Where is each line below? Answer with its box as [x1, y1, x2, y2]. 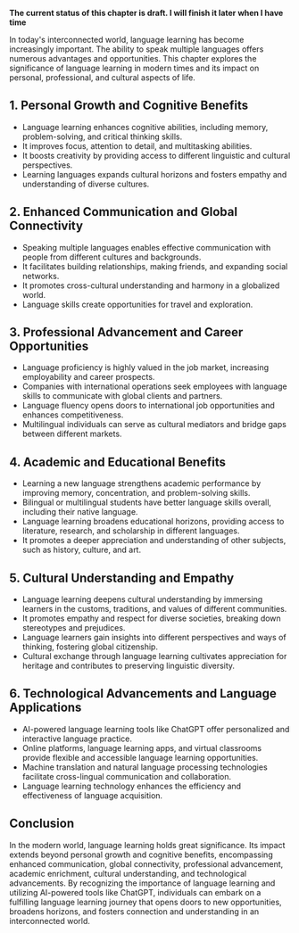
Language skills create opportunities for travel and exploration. [21, 299, 253, 310]
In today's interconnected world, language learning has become [9, 35, 245, 45]
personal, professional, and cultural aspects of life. [9, 72, 196, 83]
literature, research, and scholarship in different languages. [21, 525, 240, 536]
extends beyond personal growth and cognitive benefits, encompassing [9, 849, 274, 860]
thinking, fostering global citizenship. [21, 641, 159, 652]
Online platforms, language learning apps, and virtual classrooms [21, 742, 262, 753]
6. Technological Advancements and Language [9, 686, 277, 701]
